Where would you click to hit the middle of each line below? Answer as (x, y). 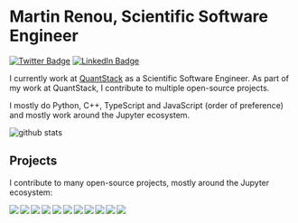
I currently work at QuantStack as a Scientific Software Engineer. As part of (149, 78)
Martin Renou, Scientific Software (139, 17)
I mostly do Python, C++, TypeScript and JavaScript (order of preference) (147, 105)
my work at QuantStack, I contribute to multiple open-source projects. (140, 88)
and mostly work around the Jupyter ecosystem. (100, 115)
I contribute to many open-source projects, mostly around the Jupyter (140, 182)
